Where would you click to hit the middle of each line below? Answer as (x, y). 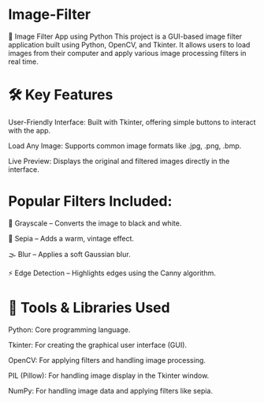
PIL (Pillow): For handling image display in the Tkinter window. (109, 375)
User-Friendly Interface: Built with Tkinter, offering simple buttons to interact (132, 122)
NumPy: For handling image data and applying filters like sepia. (111, 390)
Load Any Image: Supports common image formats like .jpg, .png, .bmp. (125, 146)
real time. (23, 62)
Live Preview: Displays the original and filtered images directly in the (119, 161)
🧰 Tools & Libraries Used (89, 308)
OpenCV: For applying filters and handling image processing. (107, 360)
